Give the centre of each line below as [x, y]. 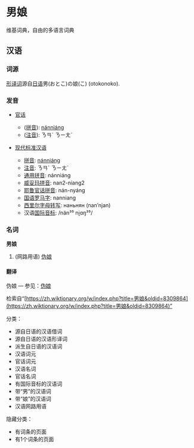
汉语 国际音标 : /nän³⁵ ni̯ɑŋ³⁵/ [58, 213]
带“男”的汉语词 [33, 391]
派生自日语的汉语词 [39, 346]
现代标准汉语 [30, 147]
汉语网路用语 [30, 406]
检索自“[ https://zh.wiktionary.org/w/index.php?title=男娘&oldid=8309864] [97, 299]
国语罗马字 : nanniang [50, 198]
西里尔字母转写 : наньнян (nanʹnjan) [67, 205]
